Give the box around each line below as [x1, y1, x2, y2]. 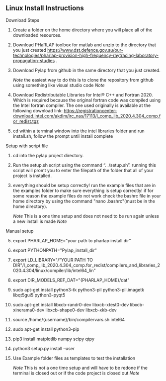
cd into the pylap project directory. [12, 152, 84, 158]
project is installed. [12, 173, 52, 179]
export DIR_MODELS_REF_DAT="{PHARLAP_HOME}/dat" [12, 277, 130, 283]
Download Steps [5, 17, 39, 23]
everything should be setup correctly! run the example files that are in [12, 182, 156, 188]
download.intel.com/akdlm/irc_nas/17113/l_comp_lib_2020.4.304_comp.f [12, 113, 161, 119]
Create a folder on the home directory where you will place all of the [12, 27, 153, 33]
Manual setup [5, 228, 34, 234]
